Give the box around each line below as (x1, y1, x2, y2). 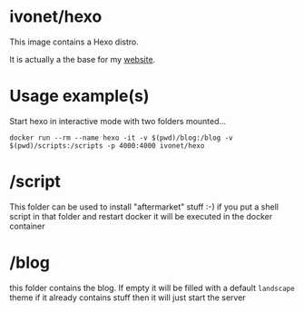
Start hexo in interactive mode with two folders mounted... (9, 115, 227, 126)
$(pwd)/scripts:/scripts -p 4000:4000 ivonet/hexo (9, 141, 205, 151)
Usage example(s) (9, 86, 150, 106)
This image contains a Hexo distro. (9, 36, 139, 47)
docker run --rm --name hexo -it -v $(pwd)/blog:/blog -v (9, 133, 233, 142)
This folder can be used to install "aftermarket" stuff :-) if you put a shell (9, 201, 279, 212)
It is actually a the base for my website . (9, 54, 156, 64)
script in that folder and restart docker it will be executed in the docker (9, 210, 273, 221)
